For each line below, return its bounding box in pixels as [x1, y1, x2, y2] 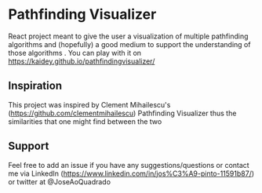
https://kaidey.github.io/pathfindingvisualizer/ [8, 56, 155, 66]
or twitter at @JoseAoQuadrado [8, 177, 111, 186]
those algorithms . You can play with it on [8, 48, 142, 57]
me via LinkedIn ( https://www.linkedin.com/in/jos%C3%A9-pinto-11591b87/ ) [8, 169, 255, 178]
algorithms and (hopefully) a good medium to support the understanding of [8, 39, 251, 49]
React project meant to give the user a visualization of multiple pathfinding [8, 31, 249, 41]
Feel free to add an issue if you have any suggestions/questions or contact [8, 160, 249, 169]
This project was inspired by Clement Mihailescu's [8, 100, 171, 109]
